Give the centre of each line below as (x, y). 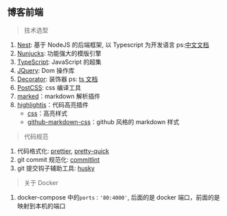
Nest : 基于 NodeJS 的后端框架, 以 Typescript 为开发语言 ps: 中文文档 (113, 45)
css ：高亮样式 (47, 113)
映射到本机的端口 (41, 206)
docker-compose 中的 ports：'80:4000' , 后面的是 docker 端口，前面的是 (119, 197)
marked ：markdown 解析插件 (59, 96)
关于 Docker (41, 182)
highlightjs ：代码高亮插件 (53, 104)
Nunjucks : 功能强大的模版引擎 (59, 53)
